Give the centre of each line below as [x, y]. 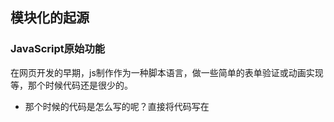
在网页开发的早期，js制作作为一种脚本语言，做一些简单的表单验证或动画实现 [167, 72]
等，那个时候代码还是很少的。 [71, 85]
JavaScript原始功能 [58, 49]
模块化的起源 [50, 18]
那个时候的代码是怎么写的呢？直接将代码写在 [117, 106]
